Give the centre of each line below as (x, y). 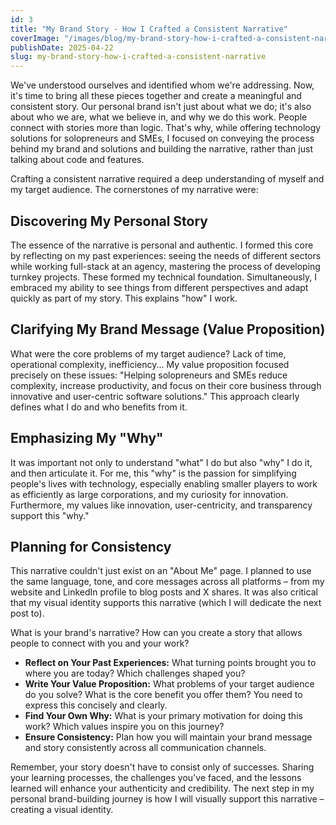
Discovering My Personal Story (109, 221)
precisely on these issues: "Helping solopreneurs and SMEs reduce (149, 375)
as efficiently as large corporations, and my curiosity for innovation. (149, 494)
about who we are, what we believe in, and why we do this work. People (159, 117)
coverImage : (35, 38)
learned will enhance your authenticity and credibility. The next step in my (162, 788)
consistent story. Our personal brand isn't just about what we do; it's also (161, 107)
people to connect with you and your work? (100, 643)
